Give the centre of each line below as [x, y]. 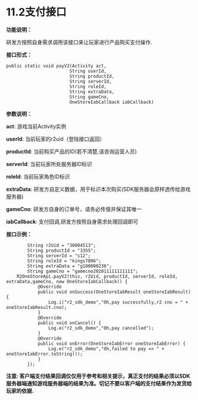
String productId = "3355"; [62, 251]
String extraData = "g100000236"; [70, 266]
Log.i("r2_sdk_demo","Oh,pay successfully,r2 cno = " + [118, 302]
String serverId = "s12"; [59, 256]
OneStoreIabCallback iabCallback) [112, 102]
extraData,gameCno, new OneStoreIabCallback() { [67, 281]
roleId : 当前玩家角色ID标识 [38, 176]
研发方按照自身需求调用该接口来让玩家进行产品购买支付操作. [79, 42]
